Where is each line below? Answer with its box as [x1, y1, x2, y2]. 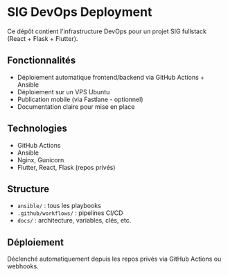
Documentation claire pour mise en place [17, 102, 135, 111]
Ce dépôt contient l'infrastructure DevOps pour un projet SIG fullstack [7, 27, 207, 35]
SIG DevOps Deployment [7, 4, 152, 20]
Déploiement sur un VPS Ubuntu [17, 87, 110, 96]
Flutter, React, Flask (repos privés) [17, 163, 116, 171]
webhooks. [7, 262, 40, 270]
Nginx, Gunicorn [17, 155, 64, 164]
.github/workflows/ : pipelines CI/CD [17, 209, 123, 217]
